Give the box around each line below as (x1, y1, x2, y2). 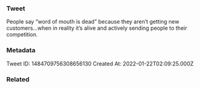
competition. (6, 31, 38, 38)
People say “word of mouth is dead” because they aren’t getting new (6, 18, 180, 25)
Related (6, 75, 30, 83)
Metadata (6, 46, 35, 55)
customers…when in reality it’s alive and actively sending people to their (6, 24, 187, 32)
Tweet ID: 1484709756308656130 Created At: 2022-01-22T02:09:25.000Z (6, 59, 194, 67)
